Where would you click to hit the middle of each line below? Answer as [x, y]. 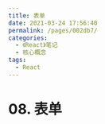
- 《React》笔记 [37, 45]
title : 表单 [27, 15]
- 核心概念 [31, 52]
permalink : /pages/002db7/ [53, 30]
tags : [17, 60]
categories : [28, 38]
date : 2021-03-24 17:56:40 [53, 23]
